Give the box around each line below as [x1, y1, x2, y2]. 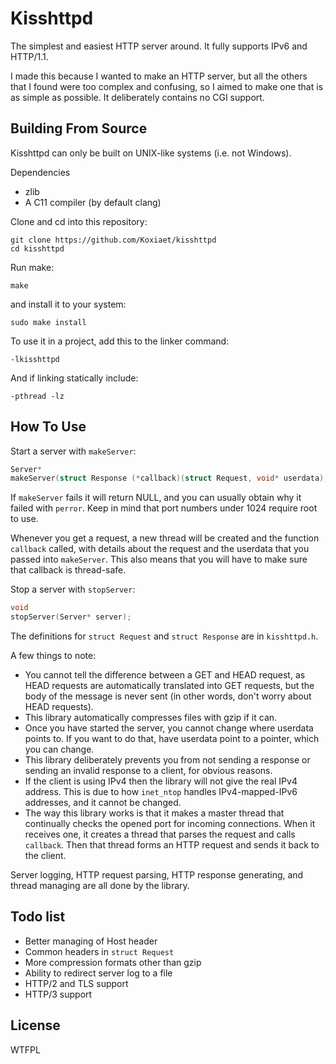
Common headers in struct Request [24, 945, 175, 957]
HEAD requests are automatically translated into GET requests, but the [24, 680, 315, 692]
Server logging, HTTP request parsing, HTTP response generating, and [10, 869, 304, 881]
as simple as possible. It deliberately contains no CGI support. [10, 91, 265, 103]
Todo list [10, 908, 66, 926]
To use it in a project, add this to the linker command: [10, 335, 230, 347]
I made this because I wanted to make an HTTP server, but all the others [10, 70, 308, 82]
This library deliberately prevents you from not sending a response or [24, 754, 311, 766]
